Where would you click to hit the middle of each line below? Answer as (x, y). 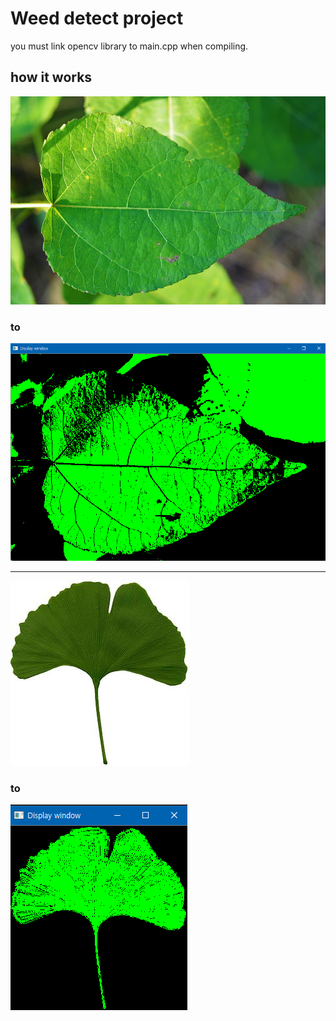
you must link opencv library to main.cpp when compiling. (129, 46)
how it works (51, 77)
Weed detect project (97, 18)
